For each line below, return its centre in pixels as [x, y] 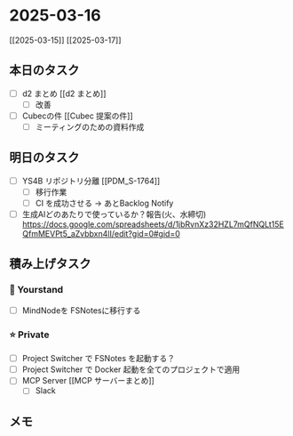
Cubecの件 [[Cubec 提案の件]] [77, 116]
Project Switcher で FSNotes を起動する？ [99, 359]
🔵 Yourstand [36, 290]
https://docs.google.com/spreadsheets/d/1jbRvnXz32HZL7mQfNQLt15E [153, 224]
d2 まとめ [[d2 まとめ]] [64, 93]
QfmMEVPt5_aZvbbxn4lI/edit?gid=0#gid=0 [101, 234]
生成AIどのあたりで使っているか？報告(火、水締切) [114, 214]
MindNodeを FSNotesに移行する [81, 310]
